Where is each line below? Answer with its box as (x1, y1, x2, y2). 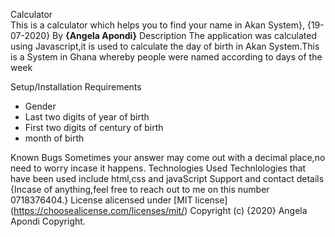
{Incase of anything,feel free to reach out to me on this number (10, 184, 270, 195)
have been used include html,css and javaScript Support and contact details (10, 173, 325, 184)
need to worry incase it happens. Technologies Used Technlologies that (10, 162, 307, 174)
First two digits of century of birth (24, 122, 164, 133)
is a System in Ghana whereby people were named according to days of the (10, 51, 323, 63)
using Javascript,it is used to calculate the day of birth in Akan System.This (10, 40, 320, 52)
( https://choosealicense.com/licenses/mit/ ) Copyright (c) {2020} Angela (10, 205, 308, 216)
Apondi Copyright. (10, 215, 86, 227)
